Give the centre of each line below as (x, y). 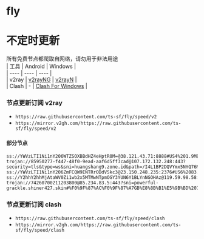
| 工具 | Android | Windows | (41, 66)
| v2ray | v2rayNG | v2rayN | (42, 79)
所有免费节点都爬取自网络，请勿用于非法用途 (62, 59)
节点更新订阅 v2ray (34, 103)
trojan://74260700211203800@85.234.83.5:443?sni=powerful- (83, 183)
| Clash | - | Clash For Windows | (47, 86)
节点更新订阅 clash (34, 204)
